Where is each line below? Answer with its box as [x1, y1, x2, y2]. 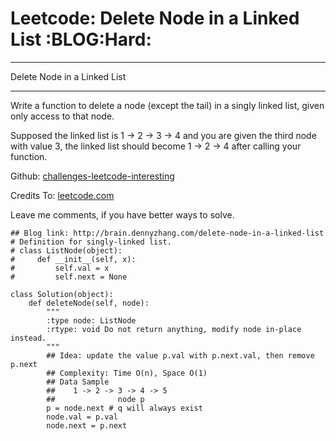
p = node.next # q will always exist [46, 403, 203, 413]
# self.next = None [10, 272, 128, 282]
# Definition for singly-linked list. [10, 237, 172, 247]
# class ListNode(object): [10, 245, 123, 256]
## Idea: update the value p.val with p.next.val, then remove [46, 350, 315, 361]
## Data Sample [46, 377, 110, 387]
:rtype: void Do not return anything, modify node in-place [46, 324, 302, 334]
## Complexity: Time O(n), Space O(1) [46, 368, 208, 378]
